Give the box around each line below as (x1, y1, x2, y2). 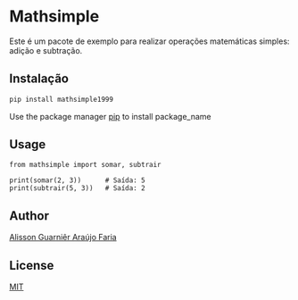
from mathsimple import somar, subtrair (9, 161, 162, 170)
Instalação (9, 71, 70, 87)
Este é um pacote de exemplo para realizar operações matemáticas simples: (9, 36, 290, 46)
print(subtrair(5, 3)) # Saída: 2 (9, 184, 145, 193)
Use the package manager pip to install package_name (9, 111, 211, 121)
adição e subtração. (9, 45, 83, 55)
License (9, 257, 54, 273)
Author (9, 208, 49, 223)
